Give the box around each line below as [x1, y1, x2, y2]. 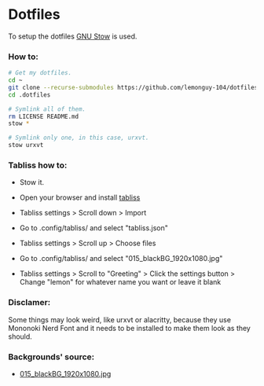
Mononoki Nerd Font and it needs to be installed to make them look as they [8, 323, 251, 333]
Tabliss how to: [8, 160, 68, 171]
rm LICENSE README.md [8, 112, 79, 120]
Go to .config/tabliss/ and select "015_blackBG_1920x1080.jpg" [19, 254, 223, 263]
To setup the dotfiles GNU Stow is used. [8, 31, 137, 41]
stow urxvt [8, 142, 44, 149]
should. [8, 332, 33, 341]
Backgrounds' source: [8, 351, 95, 362]
